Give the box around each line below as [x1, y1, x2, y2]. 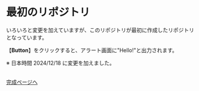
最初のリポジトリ [6, 5, 91, 19]
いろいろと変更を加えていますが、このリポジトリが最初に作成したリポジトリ [6, 26, 195, 34]
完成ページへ [6, 78, 38, 86]
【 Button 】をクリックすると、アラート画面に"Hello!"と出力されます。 [6, 46, 178, 54]
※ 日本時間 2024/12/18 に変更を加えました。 [6, 59, 115, 66]
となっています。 [6, 34, 48, 41]
